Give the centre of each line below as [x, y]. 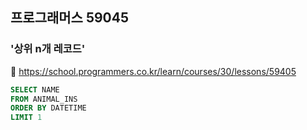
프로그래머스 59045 [70, 18]
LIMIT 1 [26, 118]
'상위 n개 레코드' [48, 49]
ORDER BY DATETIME [48, 108]
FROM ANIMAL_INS [44, 99]
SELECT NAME [35, 89]
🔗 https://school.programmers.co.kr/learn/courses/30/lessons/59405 [153, 71]
